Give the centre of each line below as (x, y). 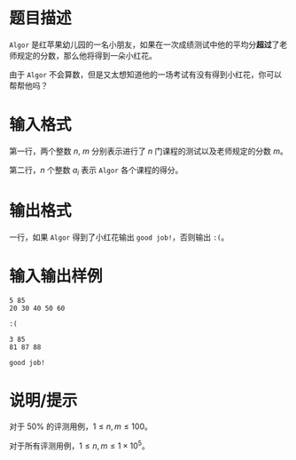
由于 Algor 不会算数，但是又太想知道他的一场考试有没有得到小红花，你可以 (145, 74)
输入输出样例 (56, 276)
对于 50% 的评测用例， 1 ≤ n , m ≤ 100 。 (81, 426)
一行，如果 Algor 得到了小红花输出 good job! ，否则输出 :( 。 (119, 237)
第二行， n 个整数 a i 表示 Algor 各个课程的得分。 (96, 171)
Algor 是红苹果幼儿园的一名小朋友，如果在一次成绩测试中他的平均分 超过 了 (144, 44)
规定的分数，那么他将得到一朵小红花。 (86, 55)
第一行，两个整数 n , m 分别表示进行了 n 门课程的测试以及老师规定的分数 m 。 (148, 151)
